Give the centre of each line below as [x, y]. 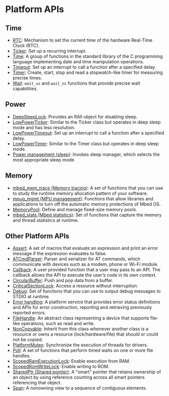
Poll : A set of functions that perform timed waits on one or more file [83, 350]
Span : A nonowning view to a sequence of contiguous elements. [80, 388]
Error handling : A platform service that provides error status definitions [86, 302]
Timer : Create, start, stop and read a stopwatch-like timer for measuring [88, 72]
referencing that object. [37, 383]
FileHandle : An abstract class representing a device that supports [81, 318]
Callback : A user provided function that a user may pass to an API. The [86, 270]
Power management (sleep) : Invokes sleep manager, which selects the [86, 154]
